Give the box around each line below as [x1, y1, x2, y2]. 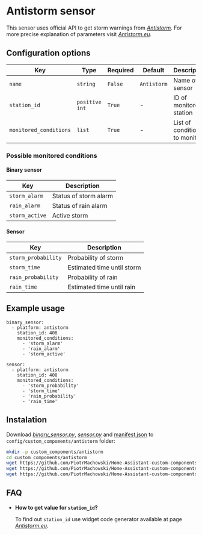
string [76, 80, 96, 87]
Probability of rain [67, 273, 118, 281]
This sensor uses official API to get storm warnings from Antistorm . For [6, 24, 182, 31]
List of [173, 118, 191, 127]
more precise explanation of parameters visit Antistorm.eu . [6, 30, 152, 37]
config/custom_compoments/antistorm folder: [6, 437, 115, 444]
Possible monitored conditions [6, 151, 97, 160]
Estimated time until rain [67, 283, 136, 292]
